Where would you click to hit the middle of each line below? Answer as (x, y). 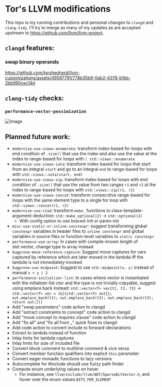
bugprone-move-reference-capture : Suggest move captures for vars (79, 252)
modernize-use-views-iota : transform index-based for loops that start (81, 164)
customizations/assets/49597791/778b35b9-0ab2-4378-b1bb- (68, 78)
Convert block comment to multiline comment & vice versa (71, 349)
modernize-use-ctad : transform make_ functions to (61, 211)
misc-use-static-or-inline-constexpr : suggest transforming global (80, 226)
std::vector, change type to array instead (53, 247)
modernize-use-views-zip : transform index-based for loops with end (80, 180)
